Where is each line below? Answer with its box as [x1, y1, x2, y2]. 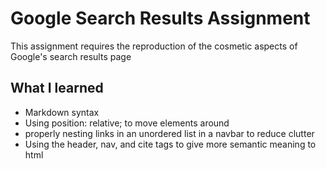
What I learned [10, 80, 104, 97]
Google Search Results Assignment [10, 7, 311, 30]
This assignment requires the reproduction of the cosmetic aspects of [10, 40, 298, 52]
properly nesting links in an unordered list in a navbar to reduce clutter [24, 127, 315, 139]
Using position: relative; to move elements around [24, 117, 230, 129]
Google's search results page [10, 50, 132, 62]
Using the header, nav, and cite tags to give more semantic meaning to [24, 138, 317, 150]
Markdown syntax [24, 106, 100, 118]
